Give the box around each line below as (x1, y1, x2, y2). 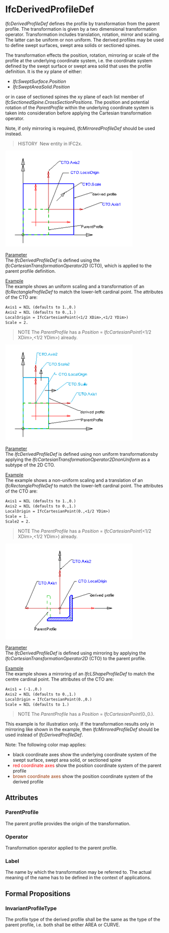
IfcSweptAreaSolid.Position (12, 83, 70, 90)
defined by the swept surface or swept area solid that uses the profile (5, 63, 152, 69)
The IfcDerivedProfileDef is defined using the (5, 257, 100, 263)
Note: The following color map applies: (5, 741, 87, 748)
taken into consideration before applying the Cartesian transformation (5, 110, 152, 116)
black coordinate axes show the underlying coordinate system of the (12, 751, 157, 757)
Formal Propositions (5, 889, 71, 898)
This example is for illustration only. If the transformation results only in (5, 720, 154, 727)
